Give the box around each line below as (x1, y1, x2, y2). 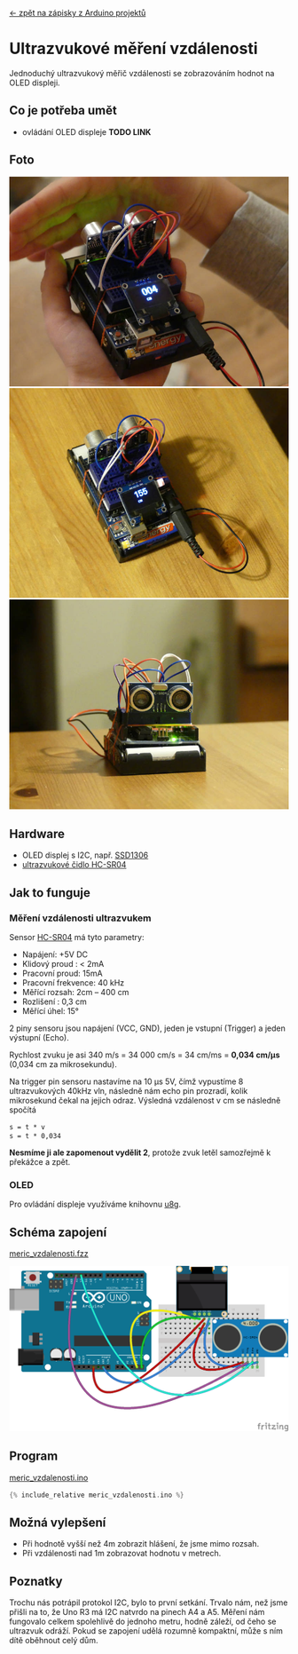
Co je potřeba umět (9, 103, 117, 118)
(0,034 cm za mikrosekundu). (9, 1059, 117, 1070)
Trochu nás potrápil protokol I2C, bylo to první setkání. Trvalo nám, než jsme (9, 1597, 288, 1608)
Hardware (9, 826, 65, 842)
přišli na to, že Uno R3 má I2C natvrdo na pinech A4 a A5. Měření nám (9, 1607, 265, 1618)
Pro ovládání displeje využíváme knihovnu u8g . (9, 1199, 182, 1210)
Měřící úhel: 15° (21, 1006, 80, 1017)
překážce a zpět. (9, 1157, 71, 1167)
